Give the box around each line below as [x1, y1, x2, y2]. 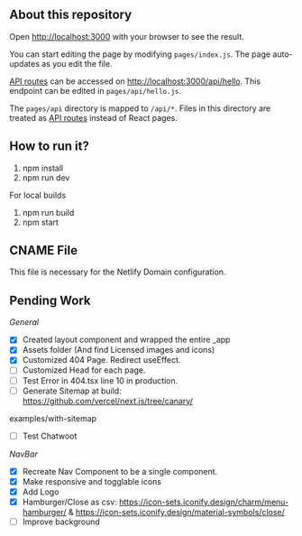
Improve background [22, 516, 101, 527]
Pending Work [9, 292, 91, 308]
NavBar [9, 448, 38, 459]
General [9, 317, 39, 328]
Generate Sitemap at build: [22, 385, 122, 396]
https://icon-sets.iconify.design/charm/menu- [118, 496, 289, 507]
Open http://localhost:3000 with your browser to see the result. [9, 31, 245, 42]
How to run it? [9, 139, 90, 154]
